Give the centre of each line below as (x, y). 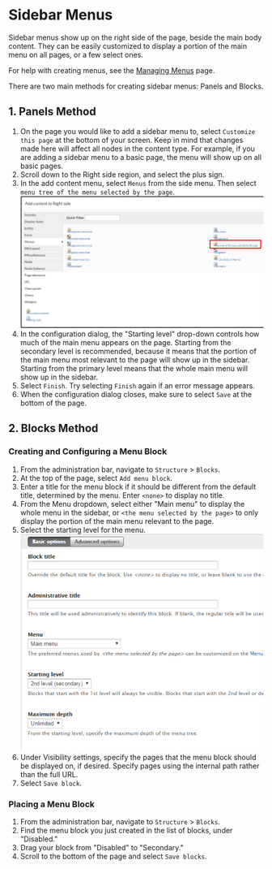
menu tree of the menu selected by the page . (98, 192)
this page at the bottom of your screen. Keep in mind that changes (132, 140)
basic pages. (41, 166)
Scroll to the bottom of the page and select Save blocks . (114, 856)
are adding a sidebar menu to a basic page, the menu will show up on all (140, 157)
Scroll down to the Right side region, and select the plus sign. (122, 174)
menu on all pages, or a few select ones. (76, 54)
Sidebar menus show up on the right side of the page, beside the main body (135, 37)
